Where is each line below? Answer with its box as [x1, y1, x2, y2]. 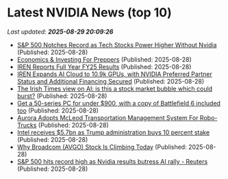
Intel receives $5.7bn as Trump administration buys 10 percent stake [16, 128, 210, 136]
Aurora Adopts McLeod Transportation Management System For [16, 113, 199, 121]
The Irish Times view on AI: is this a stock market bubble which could [16, 84, 213, 93]
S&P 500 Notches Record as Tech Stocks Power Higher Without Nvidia [16, 40, 217, 49]
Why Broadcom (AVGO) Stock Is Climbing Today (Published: [16, 143, 187, 151]
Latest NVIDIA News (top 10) [7, 5, 173, 21]
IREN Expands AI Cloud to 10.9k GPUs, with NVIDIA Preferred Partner [16, 70, 212, 78]
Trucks [16, 121, 37, 129]
